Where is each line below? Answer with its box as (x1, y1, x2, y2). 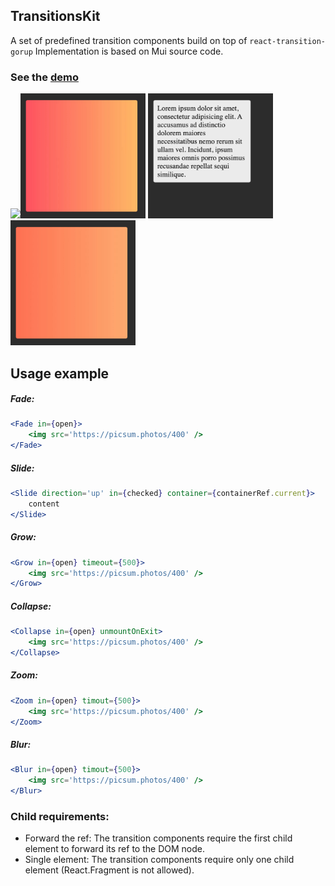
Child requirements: (10, 809, 110, 823)
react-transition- (249, 36, 326, 46)
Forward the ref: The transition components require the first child (24, 832, 293, 844)
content (28, 499, 60, 509)
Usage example (10, 365, 110, 382)
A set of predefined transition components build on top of (10, 34, 248, 46)
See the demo (10, 70, 79, 84)
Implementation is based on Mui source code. (34, 45, 224, 57)
